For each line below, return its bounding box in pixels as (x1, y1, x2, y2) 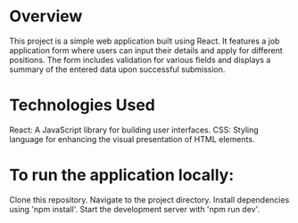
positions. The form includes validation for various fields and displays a (9, 54, 271, 65)
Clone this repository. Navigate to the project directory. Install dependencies (9, 194, 290, 205)
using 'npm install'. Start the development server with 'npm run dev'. (9, 203, 261, 214)
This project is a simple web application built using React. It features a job (9, 36, 280, 46)
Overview (9, 6, 83, 27)
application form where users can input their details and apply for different (9, 44, 283, 55)
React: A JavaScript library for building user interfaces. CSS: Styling (9, 124, 259, 135)
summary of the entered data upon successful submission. (9, 64, 226, 75)
